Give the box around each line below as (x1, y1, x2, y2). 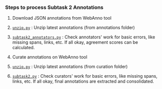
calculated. (12, 45, 35, 51)
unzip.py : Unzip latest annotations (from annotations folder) (12, 25, 135, 30)
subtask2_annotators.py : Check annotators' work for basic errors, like (12, 34, 155, 40)
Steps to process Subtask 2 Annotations (5, 4, 104, 11)
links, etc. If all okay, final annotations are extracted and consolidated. (12, 78, 154, 85)
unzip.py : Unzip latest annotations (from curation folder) (12, 63, 128, 70)
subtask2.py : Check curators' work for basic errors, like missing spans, (12, 73, 158, 79)
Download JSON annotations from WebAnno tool (12, 15, 112, 21)
